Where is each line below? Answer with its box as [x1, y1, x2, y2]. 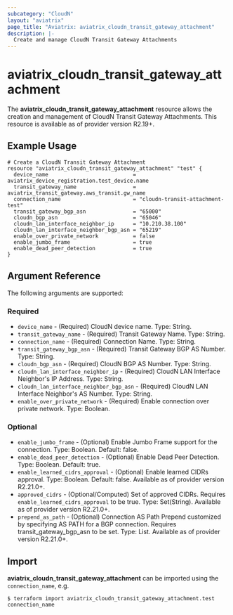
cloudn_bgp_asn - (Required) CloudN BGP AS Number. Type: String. [17, 359, 212, 368]
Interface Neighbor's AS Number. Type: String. [17, 389, 153, 398]
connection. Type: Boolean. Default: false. [17, 446, 139, 454]
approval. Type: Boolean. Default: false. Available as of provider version [17, 475, 225, 484]
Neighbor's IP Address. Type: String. [17, 374, 124, 383]
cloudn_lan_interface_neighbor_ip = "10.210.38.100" [13, 220, 187, 227]
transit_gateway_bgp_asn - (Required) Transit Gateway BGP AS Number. [17, 344, 226, 353]
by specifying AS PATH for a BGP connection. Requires [17, 520, 177, 529]
